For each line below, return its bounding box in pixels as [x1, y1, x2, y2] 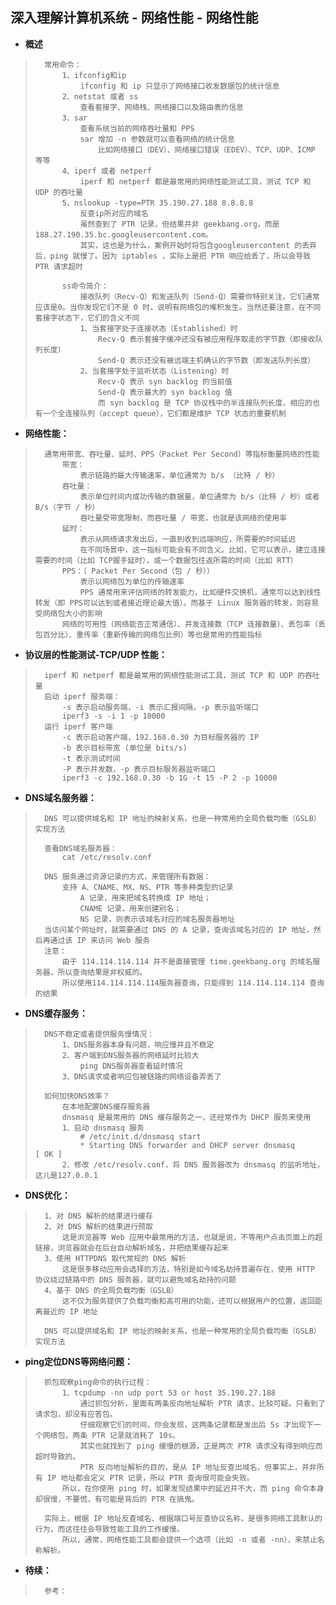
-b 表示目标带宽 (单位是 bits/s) [61, 743, 188, 753]
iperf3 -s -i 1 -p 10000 [61, 711, 166, 721]
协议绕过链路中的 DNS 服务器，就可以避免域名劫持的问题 [34, 1274, 237, 1285]
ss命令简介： [61, 281, 109, 291]
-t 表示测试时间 [61, 753, 121, 763]
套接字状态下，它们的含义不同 [34, 313, 140, 323]
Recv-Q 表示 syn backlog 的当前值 [98, 376, 233, 387]
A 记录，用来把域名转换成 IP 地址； [79, 893, 212, 903]
